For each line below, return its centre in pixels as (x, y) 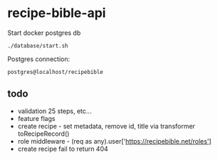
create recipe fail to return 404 (63, 149)
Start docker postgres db (44, 33)
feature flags (36, 118)
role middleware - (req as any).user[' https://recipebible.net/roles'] (114, 141)
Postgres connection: (38, 59)
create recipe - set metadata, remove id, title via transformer (107, 126)
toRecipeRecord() (43, 134)
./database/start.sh (38, 46)
